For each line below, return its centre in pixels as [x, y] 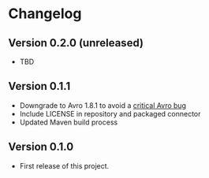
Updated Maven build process [69, 122]
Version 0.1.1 [39, 86]
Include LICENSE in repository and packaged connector [110, 113]
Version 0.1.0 [41, 147]
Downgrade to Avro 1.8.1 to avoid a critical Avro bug [103, 105]
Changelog [45, 14]
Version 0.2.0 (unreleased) [76, 43]
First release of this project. [64, 165]
